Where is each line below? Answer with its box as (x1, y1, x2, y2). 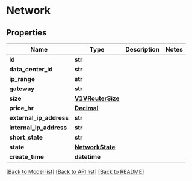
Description (125, 46, 160, 53)
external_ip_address (9, 114, 69, 122)
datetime (74, 153, 101, 161)
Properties (6, 28, 47, 38)
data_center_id (9, 65, 53, 73)
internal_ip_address (9, 123, 67, 132)
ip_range (9, 75, 35, 83)
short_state (9, 133, 43, 141)
